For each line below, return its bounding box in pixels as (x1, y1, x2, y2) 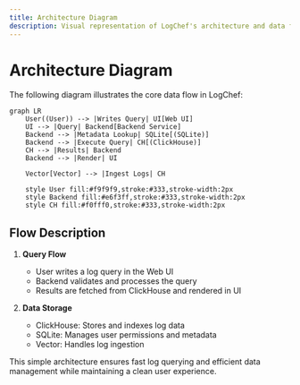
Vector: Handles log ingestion (35, 339, 145, 350)
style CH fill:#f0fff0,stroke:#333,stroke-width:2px (25, 201, 226, 210)
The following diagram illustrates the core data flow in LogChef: (9, 90, 244, 100)
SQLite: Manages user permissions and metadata (35, 329, 217, 340)
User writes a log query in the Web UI (35, 266, 174, 278)
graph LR (9, 107, 42, 116)
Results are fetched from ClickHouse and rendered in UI (35, 286, 242, 296)
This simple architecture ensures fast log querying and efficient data (9, 356, 261, 367)
